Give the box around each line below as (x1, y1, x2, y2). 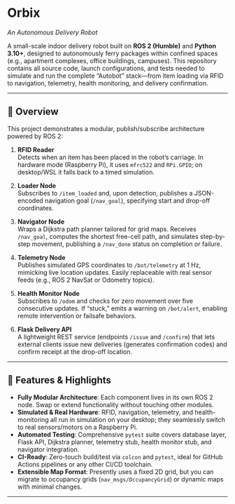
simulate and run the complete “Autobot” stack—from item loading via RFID (7, 71, 224, 80)
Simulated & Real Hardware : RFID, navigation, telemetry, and (17, 408, 194, 416)
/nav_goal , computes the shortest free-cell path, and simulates (17, 232, 199, 240)
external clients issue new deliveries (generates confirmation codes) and (17, 340, 227, 348)
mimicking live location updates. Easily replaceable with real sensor (17, 268, 212, 276)
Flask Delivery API (17, 325, 72, 334)
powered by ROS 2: (7, 132, 64, 140)
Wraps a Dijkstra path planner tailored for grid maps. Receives (17, 224, 197, 233)
